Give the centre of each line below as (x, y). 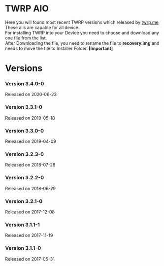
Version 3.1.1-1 (23, 225)
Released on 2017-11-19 (29, 235)
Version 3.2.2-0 (25, 178)
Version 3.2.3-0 (25, 154)
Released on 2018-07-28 (30, 165)
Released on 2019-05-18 (30, 118)
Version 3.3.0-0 (25, 131)
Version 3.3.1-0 (24, 107)
